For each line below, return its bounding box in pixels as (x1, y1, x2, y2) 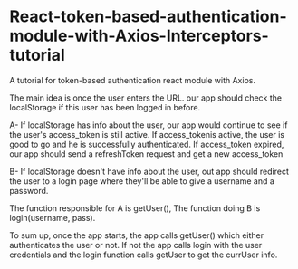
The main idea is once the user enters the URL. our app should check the (9, 92, 283, 103)
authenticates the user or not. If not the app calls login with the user (9, 239, 263, 250)
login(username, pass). (9, 212, 96, 223)
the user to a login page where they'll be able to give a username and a (9, 175, 274, 187)
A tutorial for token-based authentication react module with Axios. (9, 74, 256, 85)
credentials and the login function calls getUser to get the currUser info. (9, 249, 278, 260)
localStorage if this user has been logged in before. (9, 101, 201, 112)
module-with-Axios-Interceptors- (9, 25, 269, 46)
